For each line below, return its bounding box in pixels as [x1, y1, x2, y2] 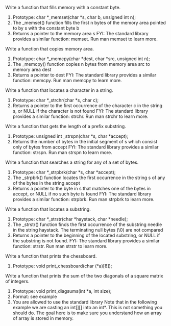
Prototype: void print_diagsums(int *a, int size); [12, 288, 112, 294]
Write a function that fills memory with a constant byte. [5, 5, 121, 10]
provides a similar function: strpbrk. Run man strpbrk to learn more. [12, 196, 155, 202]
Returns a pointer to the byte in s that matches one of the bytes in [12, 186, 151, 191]
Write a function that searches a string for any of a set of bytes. [5, 159, 139, 165]
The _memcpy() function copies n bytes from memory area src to [12, 61, 151, 67]
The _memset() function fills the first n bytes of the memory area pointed [12, 20, 166, 26]
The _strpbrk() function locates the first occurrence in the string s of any [12, 174, 165, 181]
